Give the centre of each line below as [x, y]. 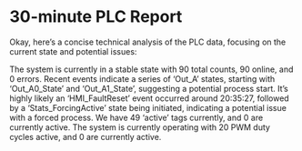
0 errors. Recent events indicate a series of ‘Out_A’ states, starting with [142, 78]
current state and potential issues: [73, 51]
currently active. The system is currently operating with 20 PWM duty [140, 127]
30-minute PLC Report [96, 17]
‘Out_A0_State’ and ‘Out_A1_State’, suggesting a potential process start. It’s [149, 88]
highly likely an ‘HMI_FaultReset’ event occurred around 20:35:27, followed [149, 98]
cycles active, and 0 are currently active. [86, 136]
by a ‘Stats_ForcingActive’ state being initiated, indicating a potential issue [148, 107]
